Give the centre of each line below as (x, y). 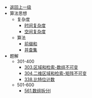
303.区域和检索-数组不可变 (51, 67)
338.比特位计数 (39, 79)
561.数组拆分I (37, 91)
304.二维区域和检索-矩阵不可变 (55, 73)
